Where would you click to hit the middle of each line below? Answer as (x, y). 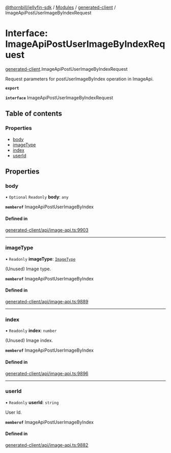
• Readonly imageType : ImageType (40, 259)
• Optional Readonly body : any (37, 197)
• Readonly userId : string (32, 402)
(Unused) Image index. (29, 341)
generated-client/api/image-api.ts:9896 (47, 373)
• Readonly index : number (31, 331)
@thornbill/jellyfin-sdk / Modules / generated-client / (61, 7)
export (12, 88)
